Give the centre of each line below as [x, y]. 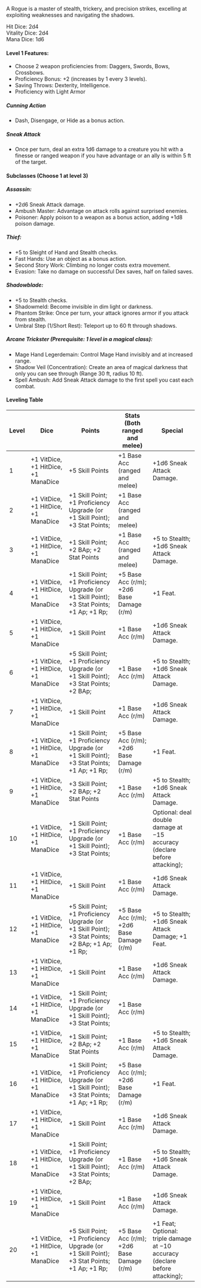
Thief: [14, 237]
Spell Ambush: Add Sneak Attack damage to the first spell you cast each [104, 380]
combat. [25, 386]
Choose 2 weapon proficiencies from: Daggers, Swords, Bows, [92, 66]
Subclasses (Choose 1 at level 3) [47, 175]
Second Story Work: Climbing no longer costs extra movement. [92, 265]
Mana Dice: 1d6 [25, 39]
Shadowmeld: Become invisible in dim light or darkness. [84, 306]
